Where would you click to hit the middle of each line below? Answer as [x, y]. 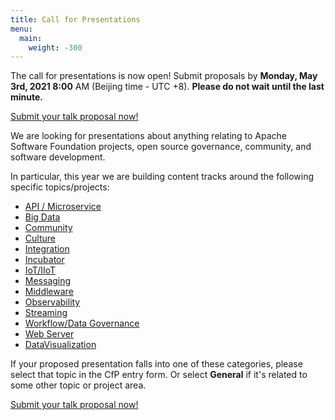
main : [31, 38]
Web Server [49, 334]
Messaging [48, 281]
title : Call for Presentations [75, 19]
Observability [52, 302]
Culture [40, 238]
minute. [27, 97]
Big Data [42, 217]
